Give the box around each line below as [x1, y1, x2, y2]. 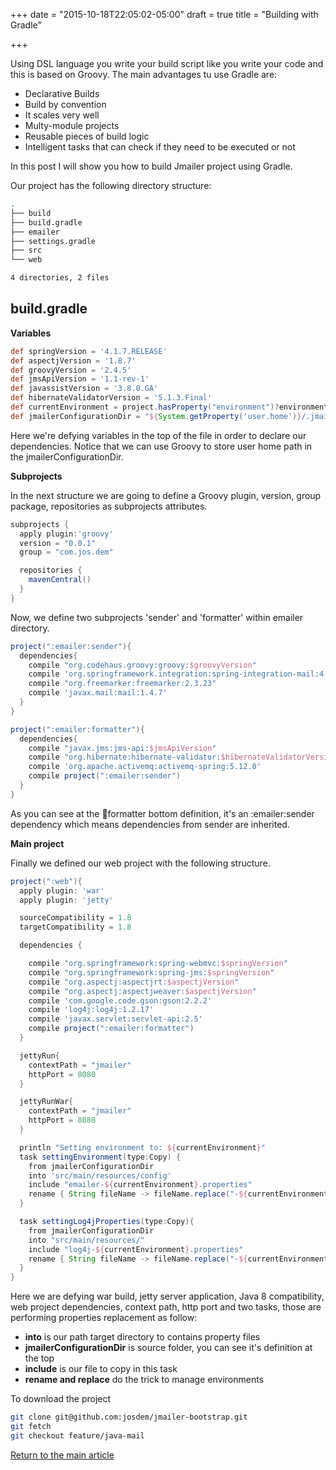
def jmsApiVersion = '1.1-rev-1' [10, 374, 150, 384]
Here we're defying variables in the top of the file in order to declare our [10, 429, 307, 441]
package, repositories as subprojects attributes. [10, 500, 208, 512]
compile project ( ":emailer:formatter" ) [28, 1024, 195, 1034]
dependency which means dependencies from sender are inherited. [10, 818, 290, 830]
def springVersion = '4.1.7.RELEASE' [10, 346, 168, 356]
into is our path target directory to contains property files [24, 1331, 261, 1343]
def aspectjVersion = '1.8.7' [10, 355, 137, 366]
